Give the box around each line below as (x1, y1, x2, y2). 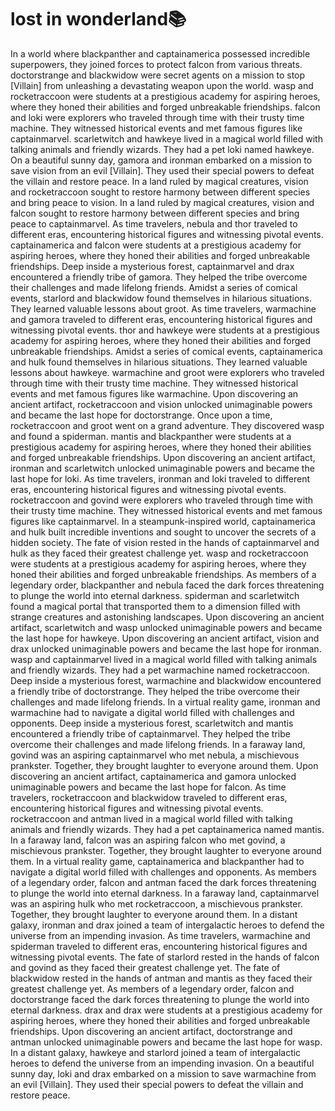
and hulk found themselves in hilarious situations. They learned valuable (10, 356, 308, 368)
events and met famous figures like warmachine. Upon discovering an (10, 387, 299, 400)
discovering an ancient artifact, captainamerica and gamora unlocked (10, 770, 297, 782)
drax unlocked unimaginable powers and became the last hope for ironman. (10, 642, 322, 655)
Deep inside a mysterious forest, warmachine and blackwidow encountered (10, 674, 322, 686)
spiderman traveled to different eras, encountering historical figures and (10, 940, 308, 952)
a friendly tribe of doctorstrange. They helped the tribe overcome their (10, 685, 301, 697)
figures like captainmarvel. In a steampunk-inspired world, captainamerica (10, 515, 316, 527)
